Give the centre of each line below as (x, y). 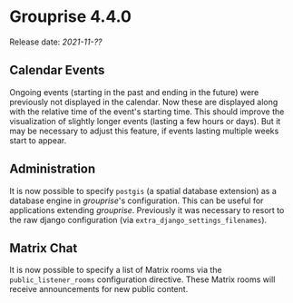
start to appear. (38, 140)
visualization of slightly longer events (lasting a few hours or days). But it (145, 121)
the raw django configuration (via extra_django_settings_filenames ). (138, 220)
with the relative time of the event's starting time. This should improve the (147, 112)
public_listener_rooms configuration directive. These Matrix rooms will (142, 279)
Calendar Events (57, 70)
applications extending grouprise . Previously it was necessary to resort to (147, 210)
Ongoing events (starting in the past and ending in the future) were (134, 92)
